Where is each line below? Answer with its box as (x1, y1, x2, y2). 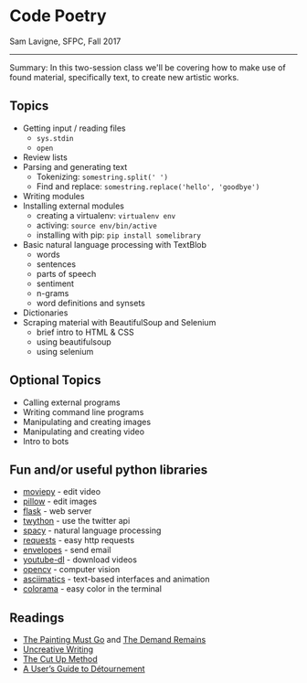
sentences (36, 258, 76, 270)
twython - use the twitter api (22, 516, 131, 527)
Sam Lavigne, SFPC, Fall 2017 (9, 36, 122, 47)
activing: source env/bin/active (36, 219, 157, 230)
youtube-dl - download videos (22, 554, 137, 565)
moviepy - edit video (22, 486, 101, 497)
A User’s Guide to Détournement (22, 664, 145, 675)
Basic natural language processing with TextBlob (22, 239, 207, 250)
